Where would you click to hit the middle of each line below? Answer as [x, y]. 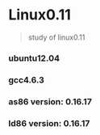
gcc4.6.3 [26, 80]
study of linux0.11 [56, 37]
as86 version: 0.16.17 [50, 101]
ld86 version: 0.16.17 [49, 123]
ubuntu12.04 [34, 58]
